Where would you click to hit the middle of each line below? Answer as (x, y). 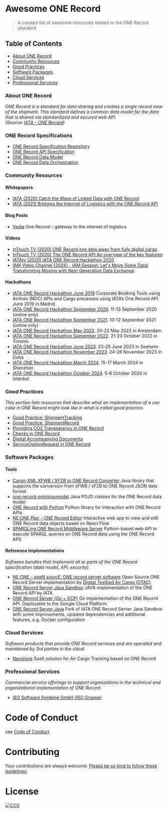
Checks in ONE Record (36, 434)
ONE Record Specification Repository (51, 147)
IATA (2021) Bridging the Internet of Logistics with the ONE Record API (85, 204)
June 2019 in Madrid (34, 304)
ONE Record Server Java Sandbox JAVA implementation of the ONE (82, 588)
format (19, 491)
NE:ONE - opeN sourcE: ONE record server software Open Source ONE (86, 577)
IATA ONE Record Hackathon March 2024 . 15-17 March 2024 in (78, 363)
